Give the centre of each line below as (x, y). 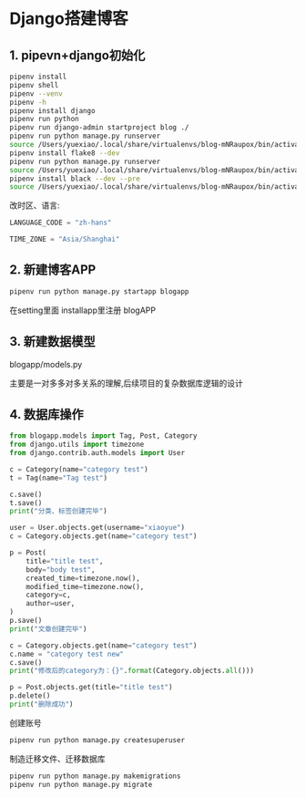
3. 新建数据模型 (52, 342)
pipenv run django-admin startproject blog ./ (99, 128)
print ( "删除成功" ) (42, 705)
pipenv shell (34, 85)
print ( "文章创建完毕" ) (48, 629)
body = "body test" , (61, 570)
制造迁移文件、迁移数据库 (57, 759)
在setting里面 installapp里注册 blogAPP (83, 310)
